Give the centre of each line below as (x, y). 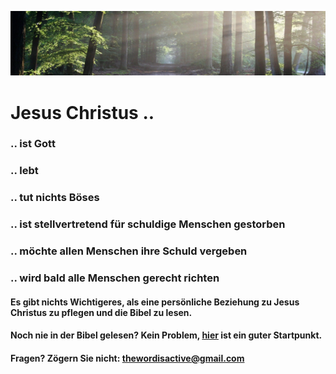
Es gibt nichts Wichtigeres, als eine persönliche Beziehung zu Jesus (155, 302)
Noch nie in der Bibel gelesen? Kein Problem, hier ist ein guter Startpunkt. (166, 335)
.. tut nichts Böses (55, 198)
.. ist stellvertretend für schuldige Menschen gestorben (148, 224)
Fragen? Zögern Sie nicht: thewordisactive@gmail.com (127, 358)
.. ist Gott (33, 144)
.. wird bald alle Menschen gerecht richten (115, 278)
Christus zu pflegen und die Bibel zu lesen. (101, 312)
